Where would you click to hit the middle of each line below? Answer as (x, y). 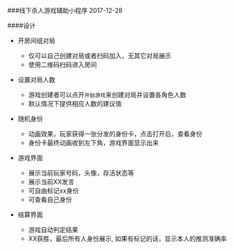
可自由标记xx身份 (54, 191)
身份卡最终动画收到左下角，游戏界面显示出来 (94, 143)
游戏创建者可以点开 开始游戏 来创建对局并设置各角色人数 (107, 95)
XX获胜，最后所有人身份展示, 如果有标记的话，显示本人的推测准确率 (127, 239)
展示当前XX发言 (51, 182)
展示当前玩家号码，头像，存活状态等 (81, 173)
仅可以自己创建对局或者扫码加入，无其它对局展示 (100, 56)
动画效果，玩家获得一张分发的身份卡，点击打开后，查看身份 (115, 134)
